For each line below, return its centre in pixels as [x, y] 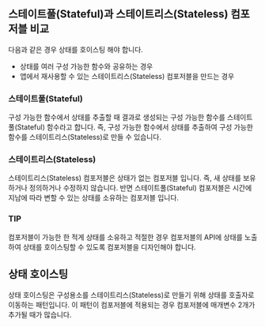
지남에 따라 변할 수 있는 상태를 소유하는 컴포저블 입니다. [94, 198]
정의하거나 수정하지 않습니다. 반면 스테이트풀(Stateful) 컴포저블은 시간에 [140, 188]
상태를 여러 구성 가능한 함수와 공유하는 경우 [86, 66]
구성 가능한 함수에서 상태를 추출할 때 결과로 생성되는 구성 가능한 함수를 [117, 118]
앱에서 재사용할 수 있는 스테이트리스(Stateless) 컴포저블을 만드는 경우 [127, 76]
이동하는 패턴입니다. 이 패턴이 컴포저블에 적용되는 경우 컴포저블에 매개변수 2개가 [132, 304]
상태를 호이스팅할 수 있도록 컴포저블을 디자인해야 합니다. [109, 246]
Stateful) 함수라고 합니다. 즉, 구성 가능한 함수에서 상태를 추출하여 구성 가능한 [135, 127]
